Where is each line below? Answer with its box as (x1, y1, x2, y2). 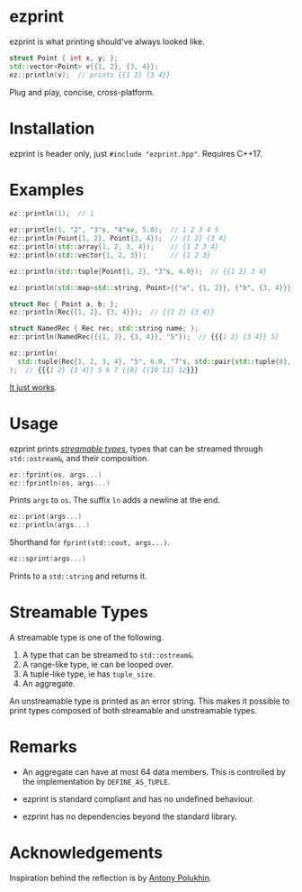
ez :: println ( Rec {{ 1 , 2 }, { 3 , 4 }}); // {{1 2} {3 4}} (9, 308, 216, 317)
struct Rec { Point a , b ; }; (9, 299, 119, 308)
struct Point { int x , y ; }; (9, 53, 119, 62)
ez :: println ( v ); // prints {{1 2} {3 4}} (9, 70, 171, 79)
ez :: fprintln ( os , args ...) (9, 478, 111, 487)
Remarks (9, 737, 78, 758)
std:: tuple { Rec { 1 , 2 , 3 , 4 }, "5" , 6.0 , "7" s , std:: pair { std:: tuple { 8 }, (17, 357, 292, 366)
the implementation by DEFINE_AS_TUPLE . (22, 776, 171, 787)
